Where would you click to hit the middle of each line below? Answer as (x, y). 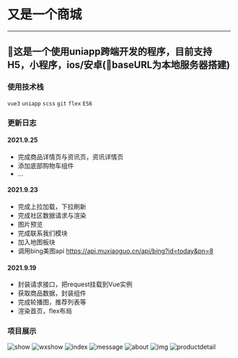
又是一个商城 (45, 15)
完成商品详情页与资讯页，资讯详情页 (70, 156)
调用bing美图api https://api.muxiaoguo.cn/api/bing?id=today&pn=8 (115, 251)
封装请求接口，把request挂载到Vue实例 (75, 284)
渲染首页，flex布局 (45, 311)
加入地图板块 (36, 242)
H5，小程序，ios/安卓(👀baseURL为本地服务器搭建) (119, 65)
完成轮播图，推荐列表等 (52, 302)
